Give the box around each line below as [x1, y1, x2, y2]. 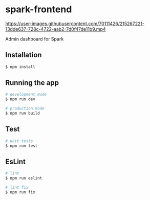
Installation [5, 51, 42, 59]
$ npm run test [5, 143, 38, 148]
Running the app [5, 78, 59, 87]
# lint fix [5, 185, 29, 190]
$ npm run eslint [5, 175, 42, 181]
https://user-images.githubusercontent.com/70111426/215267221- [5, 20, 145, 27]
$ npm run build [5, 111, 40, 116]
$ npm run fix [5, 189, 36, 195]
